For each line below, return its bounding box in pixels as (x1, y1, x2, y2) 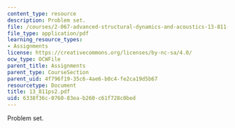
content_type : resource (7, 10, 77, 17)
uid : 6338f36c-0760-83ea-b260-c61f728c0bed (7, 95, 136, 102)
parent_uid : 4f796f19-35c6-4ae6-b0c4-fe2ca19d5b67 (7, 75, 158, 83)
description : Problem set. (7, 17, 86, 24)
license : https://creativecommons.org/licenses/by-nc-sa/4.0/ (7, 50, 192, 57)
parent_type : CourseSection (7, 69, 90, 76)
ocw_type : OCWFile (7, 56, 61, 63)
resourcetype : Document (7, 82, 77, 89)
